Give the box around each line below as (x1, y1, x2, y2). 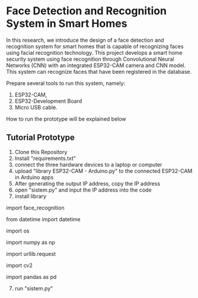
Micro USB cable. (14, 103, 58, 111)
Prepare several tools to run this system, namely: (6, 79, 126, 87)
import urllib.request (6, 250, 56, 257)
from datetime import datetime (6, 215, 81, 222)
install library (14, 192, 46, 200)
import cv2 (6, 262, 33, 269)
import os (6, 227, 30, 234)
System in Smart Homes (6, 17, 127, 30)
